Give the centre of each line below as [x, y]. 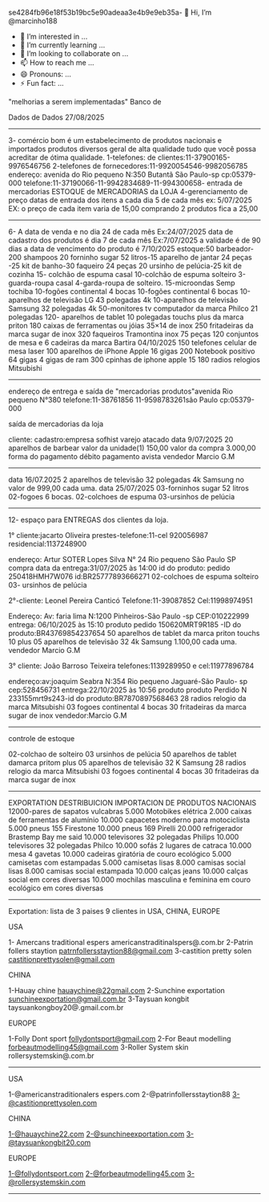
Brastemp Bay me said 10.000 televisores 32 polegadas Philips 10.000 [124, 837]
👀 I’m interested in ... [54, 37]
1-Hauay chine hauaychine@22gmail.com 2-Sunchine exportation [117, 990]
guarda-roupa [31, 283]
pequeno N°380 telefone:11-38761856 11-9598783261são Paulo [113, 400]
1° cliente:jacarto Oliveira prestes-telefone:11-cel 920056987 [108, 535]
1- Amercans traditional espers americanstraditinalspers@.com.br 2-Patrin [131, 942]
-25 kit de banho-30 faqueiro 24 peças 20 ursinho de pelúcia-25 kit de [125, 266]
